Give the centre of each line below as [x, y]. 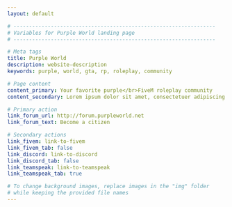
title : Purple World [37, 59]
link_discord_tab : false [43, 161]
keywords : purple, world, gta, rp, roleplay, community [90, 71]
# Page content [29, 84]
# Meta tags [24, 52]
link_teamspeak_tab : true [44, 174]
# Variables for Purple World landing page [71, 33]
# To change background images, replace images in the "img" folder [108, 186]
